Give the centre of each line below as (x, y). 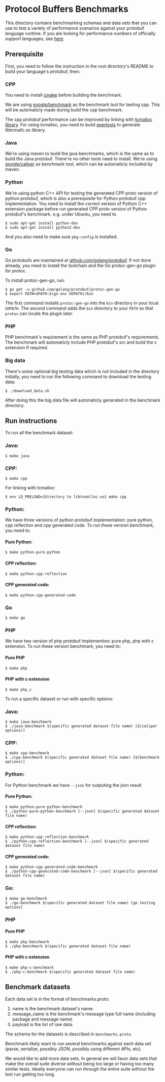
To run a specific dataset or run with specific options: (59, 699)
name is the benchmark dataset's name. (53, 1008)
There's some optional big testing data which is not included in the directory (82, 371)
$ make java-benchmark (28, 722)
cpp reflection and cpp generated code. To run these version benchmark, (80, 525)
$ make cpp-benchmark (27, 753)
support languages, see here (34, 39)
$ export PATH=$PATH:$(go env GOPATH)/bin (49, 294)
